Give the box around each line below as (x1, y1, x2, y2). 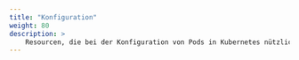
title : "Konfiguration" (9, 12, 98, 22)
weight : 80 (9, 21, 50, 30)
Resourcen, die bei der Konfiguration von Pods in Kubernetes (25, 37, 261, 47)
